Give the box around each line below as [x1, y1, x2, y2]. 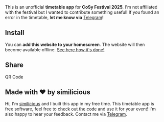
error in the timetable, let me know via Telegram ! [5, 15, 104, 20]
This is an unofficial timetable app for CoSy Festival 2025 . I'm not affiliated [5, 4, 158, 10]
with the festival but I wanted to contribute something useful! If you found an [5, 9, 160, 15]
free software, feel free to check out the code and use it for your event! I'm [5, 106, 156, 112]
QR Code [5, 74, 23, 80]
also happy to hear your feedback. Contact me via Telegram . [5, 111, 127, 117]
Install [5, 29, 24, 37]
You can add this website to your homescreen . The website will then [5, 41, 145, 47]
